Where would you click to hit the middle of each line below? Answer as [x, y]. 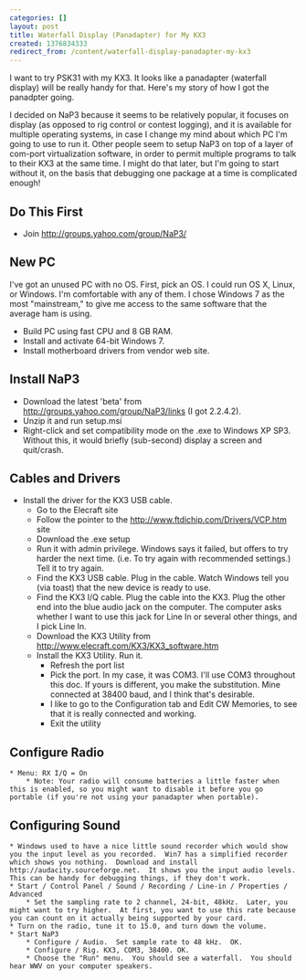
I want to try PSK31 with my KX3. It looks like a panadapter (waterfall [138, 78]
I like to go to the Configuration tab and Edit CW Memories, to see [174, 704]
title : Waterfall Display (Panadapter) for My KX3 [108, 35]
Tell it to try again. [70, 568]
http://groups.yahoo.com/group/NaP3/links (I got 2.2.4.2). [132, 411]
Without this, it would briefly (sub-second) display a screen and [142, 440]
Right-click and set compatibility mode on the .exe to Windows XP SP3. [157, 430]
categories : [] [38, 18]
